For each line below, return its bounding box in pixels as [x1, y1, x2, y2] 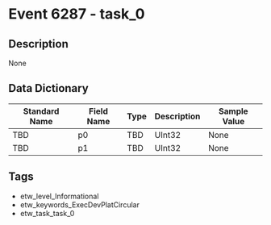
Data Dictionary [8, 81, 89, 95]
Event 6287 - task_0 [8, 5, 145, 23]
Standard [23, 106, 60, 117]
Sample [219, 106, 248, 117]
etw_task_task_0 [19, 208, 75, 218]
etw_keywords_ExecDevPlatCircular [19, 199, 140, 210]
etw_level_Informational [19, 191, 99, 201]
